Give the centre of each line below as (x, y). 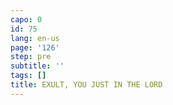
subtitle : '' (37, 66)
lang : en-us (35, 38)
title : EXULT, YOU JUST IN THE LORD (86, 85)
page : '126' (35, 47)
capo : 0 (26, 19)
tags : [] (28, 76)
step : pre (31, 57)
